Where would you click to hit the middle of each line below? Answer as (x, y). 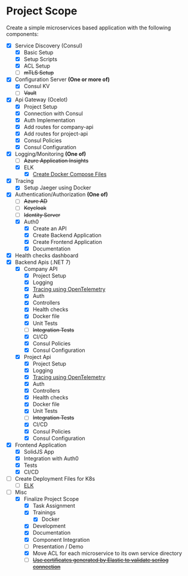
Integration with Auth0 (51, 458)
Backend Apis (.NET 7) (43, 262)
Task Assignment (54, 506)
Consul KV (37, 86)
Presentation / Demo (58, 546)
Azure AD (36, 201)
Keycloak (35, 208)
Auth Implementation (50, 120)
